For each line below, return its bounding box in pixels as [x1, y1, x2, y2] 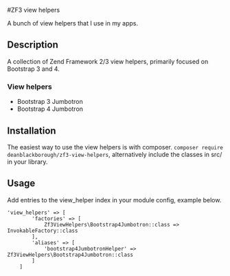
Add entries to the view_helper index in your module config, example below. [7, 195, 222, 204]
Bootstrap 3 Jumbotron [16, 98, 84, 106]
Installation [7, 125, 56, 136]
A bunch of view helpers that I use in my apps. [7, 19, 139, 27]
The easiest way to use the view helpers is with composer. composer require [7, 142, 224, 151]
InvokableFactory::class [7, 227, 78, 234]
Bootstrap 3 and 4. [7, 65, 60, 73]
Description [7, 39, 58, 51]
